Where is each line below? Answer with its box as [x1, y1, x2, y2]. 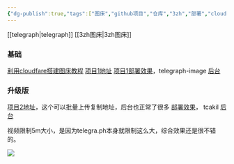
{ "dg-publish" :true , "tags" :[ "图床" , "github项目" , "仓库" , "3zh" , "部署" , [7, 10, 208, 17]
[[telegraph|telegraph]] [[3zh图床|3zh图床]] [7, 30, 132, 38]
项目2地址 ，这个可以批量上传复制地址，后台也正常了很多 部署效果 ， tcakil [7, 103, 219, 112]
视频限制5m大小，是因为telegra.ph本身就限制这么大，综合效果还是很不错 [7, 126, 217, 135]
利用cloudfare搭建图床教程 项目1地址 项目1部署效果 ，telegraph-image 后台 [7, 66, 221, 75]
